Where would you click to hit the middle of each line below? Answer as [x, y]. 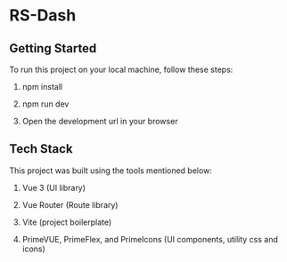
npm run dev [45, 104]
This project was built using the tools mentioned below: [111, 171]
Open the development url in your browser [100, 121]
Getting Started [53, 48]
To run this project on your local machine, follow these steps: [121, 69]
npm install [42, 87]
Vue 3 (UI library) [54, 187]
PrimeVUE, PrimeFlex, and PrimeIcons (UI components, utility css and [150, 239]
